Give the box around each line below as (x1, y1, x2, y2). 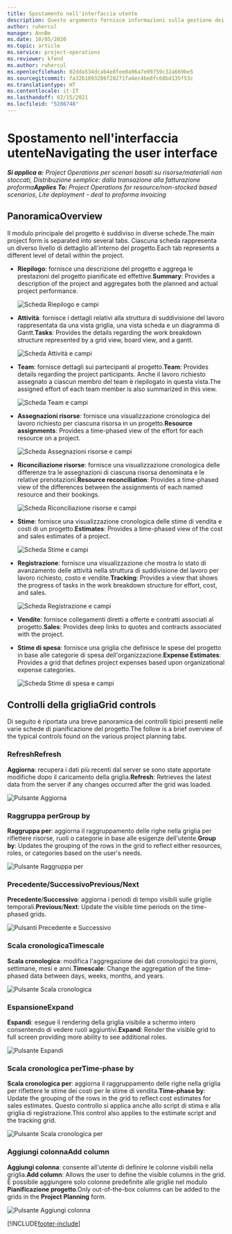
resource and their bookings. (17, 490, 100, 499)
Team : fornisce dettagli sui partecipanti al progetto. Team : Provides (17, 362, 209, 371)
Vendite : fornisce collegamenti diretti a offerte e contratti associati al (17, 615, 214, 624)
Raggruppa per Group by (7, 810, 91, 820)
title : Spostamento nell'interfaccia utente (7, 10, 138, 17)
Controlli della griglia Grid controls (7, 699, 157, 711)
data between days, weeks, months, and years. (30, 972, 165, 980)
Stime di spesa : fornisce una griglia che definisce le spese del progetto (17, 643, 222, 651)
